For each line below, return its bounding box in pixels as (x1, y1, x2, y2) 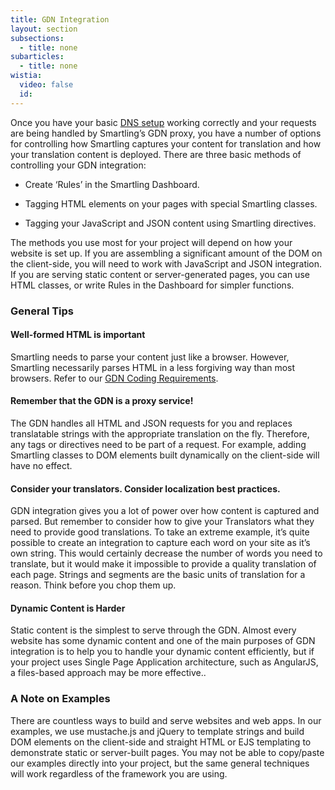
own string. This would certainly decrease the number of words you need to (10, 547, 323, 560)
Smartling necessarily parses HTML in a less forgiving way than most (10, 361, 296, 373)
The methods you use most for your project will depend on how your (10, 236, 293, 248)
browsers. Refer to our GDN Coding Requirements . (10, 372, 219, 384)
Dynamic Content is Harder (10, 602, 126, 614)
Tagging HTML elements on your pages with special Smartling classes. (24, 197, 318, 210)
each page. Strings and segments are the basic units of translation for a (10, 569, 306, 581)
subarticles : (10, 52, 65, 62)
